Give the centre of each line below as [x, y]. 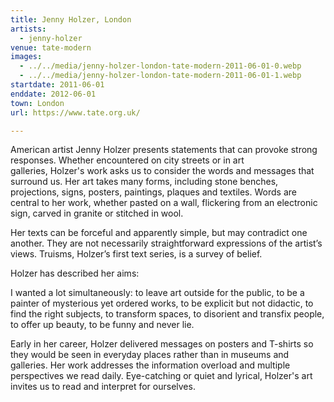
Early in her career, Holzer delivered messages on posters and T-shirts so [162, 344]
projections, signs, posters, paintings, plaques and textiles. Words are [153, 192]
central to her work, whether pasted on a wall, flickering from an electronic [164, 203]
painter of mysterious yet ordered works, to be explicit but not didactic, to [162, 303]
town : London [37, 103]
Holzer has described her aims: [75, 273]
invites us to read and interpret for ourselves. [103, 387]
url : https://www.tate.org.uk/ [75, 112]
